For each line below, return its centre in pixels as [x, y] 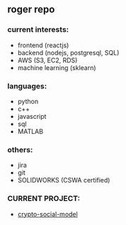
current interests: [38, 30]
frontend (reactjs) [43, 45]
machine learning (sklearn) [57, 67]
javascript [32, 116]
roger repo [31, 10]
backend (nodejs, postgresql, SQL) [68, 52]
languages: [27, 86]
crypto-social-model [47, 214]
